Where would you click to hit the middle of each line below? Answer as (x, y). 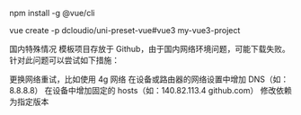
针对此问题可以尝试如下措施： (64, 60)
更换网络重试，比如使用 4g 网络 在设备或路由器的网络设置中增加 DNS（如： (149, 79)
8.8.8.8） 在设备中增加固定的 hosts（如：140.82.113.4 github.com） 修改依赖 (150, 90)
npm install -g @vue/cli (52, 13)
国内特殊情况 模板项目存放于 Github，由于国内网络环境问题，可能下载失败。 (150, 49)
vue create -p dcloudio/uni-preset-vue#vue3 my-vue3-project (125, 30)
